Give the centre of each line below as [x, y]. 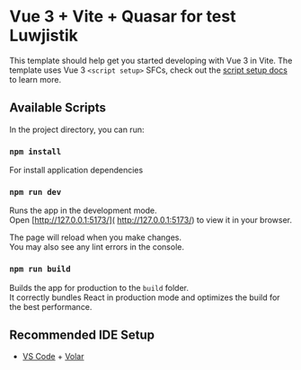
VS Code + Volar [53, 357]
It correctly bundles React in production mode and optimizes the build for [145, 297]
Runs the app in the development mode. [83, 211]
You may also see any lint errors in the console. [97, 247]
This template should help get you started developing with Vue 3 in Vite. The [151, 60]
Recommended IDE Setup [82, 335]
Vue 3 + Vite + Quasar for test [123, 17]
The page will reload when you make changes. [96, 238]
